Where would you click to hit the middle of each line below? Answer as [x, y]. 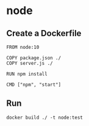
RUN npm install [27, 74]
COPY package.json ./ [34, 58]
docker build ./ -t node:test [45, 117]
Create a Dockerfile [44, 33]
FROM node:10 [23, 47]
